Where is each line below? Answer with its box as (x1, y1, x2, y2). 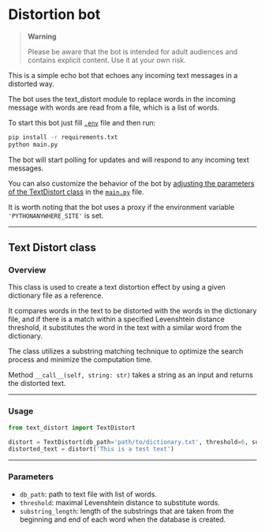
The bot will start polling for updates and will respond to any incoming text (8, 155, 250, 164)
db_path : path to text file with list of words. (19, 489, 158, 499)
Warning (27, 32, 57, 41)
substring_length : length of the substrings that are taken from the (19, 506, 234, 515)
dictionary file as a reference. (8, 290, 104, 301)
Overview (8, 264, 47, 275)
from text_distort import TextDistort (8, 424, 136, 432)
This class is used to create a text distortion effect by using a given (8, 283, 226, 292)
